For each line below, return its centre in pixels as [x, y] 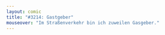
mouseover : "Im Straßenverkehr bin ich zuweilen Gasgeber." [83, 23]
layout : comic [24, 12]
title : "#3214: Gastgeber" [40, 17]
